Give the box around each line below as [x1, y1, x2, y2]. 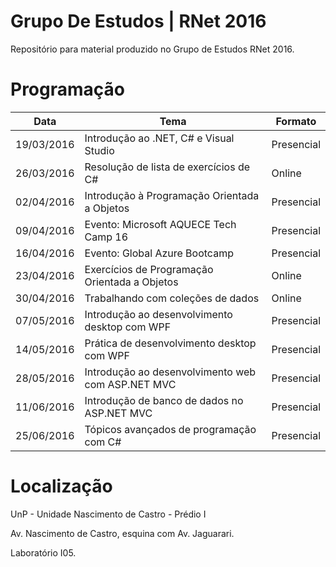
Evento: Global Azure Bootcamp [84, 246, 234, 260]
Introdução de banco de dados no [84, 393, 244, 407]
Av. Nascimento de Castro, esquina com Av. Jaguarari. [10, 527, 235, 539]
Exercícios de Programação [84, 262, 214, 276]
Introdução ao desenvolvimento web [84, 365, 257, 379]
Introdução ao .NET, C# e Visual [84, 131, 235, 145]
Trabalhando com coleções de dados [84, 291, 260, 305]
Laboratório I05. [10, 546, 77, 559]
